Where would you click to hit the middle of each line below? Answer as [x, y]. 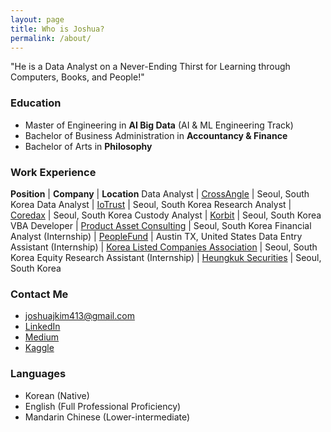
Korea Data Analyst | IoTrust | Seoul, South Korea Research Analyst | [151, 204]
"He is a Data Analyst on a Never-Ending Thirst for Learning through [150, 67]
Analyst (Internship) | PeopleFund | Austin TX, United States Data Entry [156, 236]
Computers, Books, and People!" [77, 77]
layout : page [37, 19]
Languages [38, 374]
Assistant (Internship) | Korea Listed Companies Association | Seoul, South [164, 247]
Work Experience [53, 172]
